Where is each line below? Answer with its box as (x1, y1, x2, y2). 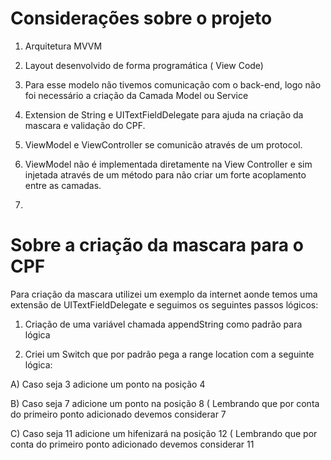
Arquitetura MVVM (24, 40, 103, 52)
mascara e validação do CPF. (24, 119, 146, 131)
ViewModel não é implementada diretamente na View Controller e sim (24, 158, 313, 170)
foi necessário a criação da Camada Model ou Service (24, 89, 249, 101)
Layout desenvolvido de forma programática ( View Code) (24, 59, 264, 71)
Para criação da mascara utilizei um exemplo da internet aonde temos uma (10, 288, 318, 300)
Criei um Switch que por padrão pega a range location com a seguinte (24, 348, 315, 360)
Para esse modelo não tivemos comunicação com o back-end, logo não (24, 78, 322, 91)
